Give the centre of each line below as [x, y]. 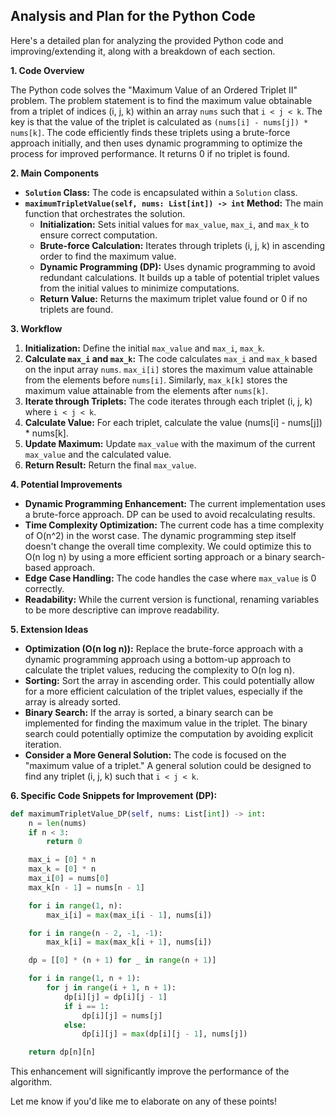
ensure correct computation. [98, 235]
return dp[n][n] [62, 1052]
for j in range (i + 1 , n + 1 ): [111, 988]
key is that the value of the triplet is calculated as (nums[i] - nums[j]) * [159, 121]
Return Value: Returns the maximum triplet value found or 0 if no [173, 298]
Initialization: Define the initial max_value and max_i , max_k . [144, 348]
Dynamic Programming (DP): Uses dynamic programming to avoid [177, 266]
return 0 [64, 842]
